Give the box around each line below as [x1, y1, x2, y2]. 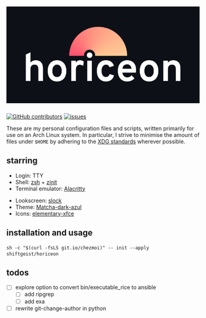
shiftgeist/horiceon [6, 250, 59, 257]
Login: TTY [15, 172, 44, 179]
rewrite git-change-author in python [15, 304, 106, 312]
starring [6, 155, 38, 166]
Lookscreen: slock [15, 196, 63, 204]
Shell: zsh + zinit [15, 178, 57, 185]
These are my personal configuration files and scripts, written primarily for [6, 125, 194, 132]
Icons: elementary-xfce [15, 209, 75, 217]
